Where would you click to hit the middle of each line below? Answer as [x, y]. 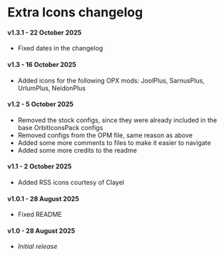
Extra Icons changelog [75, 12]
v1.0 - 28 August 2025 [41, 230]
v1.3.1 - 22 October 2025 [45, 32]
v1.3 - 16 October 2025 [42, 64]
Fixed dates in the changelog [60, 48]
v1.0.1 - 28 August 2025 [44, 198]
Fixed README [40, 215]
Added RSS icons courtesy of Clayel [71, 182]
